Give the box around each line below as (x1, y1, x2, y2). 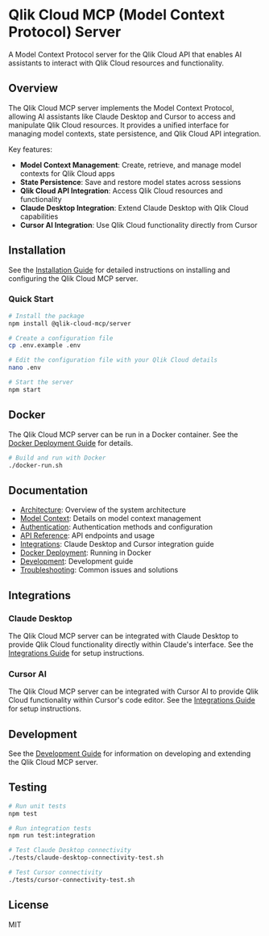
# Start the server (8, 378, 74, 387)
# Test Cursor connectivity (8, 868, 103, 877)
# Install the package (8, 312, 85, 320)
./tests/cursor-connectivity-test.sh (8, 875, 135, 884)
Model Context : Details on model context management (19, 514, 201, 523)
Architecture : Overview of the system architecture (19, 505, 187, 514)
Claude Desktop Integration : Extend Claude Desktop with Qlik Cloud (19, 203, 249, 212)
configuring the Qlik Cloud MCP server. (8, 273, 139, 283)
